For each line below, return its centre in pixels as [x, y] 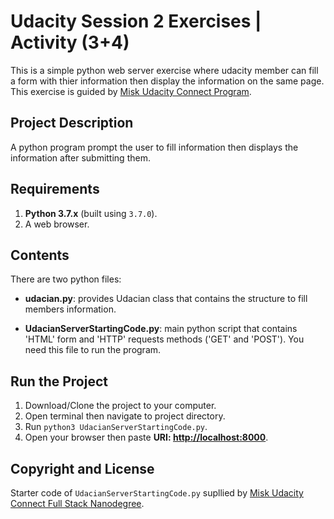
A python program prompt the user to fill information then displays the [154, 147]
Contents [40, 255]
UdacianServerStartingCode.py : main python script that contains [161, 329]
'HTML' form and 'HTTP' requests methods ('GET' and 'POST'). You [164, 339]
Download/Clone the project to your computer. [120, 406]
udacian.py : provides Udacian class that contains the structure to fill [166, 299]
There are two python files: [66, 279]
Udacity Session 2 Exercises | [136, 21]
